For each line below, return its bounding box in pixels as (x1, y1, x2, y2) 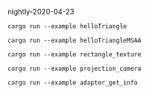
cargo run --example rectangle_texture (7, 51, 142, 59)
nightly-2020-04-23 (7, 7, 75, 16)
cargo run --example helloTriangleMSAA (7, 36, 142, 44)
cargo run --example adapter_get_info (7, 79, 138, 87)
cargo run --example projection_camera (7, 64, 142, 72)
